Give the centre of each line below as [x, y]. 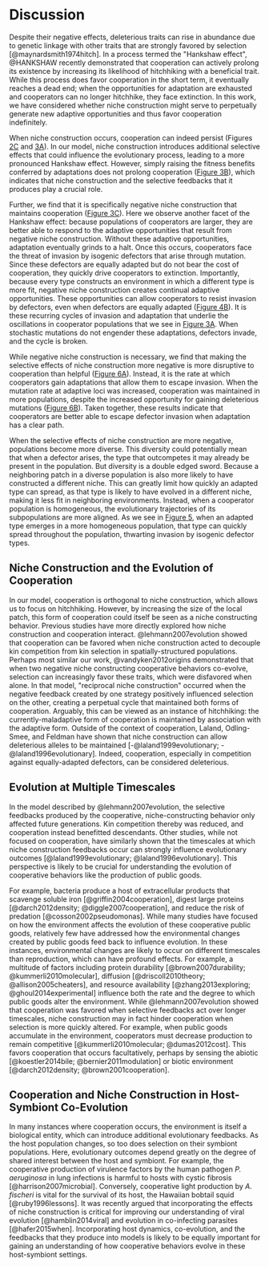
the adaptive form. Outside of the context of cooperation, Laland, [116, 727]
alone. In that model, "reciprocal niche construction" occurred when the [128, 685]
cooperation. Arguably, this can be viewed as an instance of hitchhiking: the [134, 711]
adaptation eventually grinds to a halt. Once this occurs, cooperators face [130, 247]
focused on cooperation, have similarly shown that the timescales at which [132, 841]
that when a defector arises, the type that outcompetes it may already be [129, 457]
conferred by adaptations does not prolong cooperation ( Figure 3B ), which [132, 172]
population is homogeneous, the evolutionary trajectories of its [112, 508]
